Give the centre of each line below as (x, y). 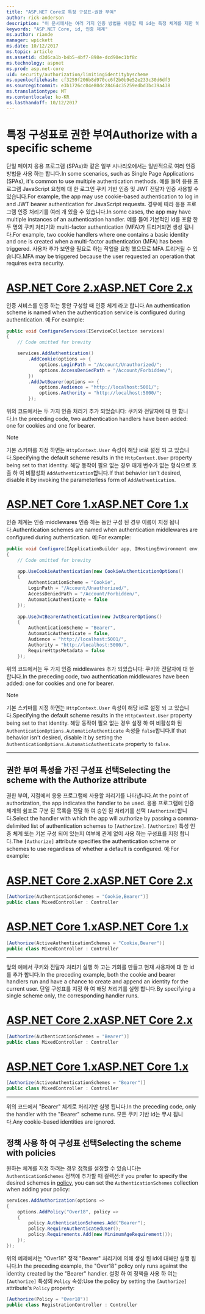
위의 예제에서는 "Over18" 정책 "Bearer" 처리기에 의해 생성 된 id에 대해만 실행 (98, 1258)
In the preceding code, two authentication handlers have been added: (100, 419)
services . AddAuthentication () (56, 354)
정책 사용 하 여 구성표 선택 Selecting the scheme (94, 1143)
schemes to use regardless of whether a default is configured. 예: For (92, 849)
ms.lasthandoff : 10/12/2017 (42, 102)
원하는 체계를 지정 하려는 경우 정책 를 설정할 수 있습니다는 (74, 1168)
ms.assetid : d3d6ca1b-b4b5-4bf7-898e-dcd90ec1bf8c (72, 57)
